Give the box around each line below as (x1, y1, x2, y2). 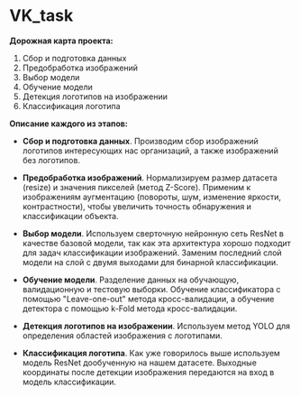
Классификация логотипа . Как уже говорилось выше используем (22, 347, 281, 358)
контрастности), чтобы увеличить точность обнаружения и (22, 200, 252, 212)
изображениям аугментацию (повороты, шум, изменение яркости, (22, 191, 282, 202)
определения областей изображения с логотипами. (22, 330, 223, 341)
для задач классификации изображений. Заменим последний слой (22, 247, 282, 258)
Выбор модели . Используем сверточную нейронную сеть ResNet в (22, 227, 284, 239)
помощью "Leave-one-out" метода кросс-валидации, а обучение (22, 293, 275, 304)
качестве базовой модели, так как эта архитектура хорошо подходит (22, 237, 291, 248)
